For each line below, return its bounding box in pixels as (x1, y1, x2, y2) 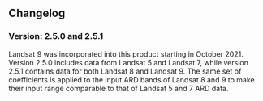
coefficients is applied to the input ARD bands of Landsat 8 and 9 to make (8, 74, 255, 84)
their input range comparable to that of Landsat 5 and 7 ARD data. (8, 83, 229, 93)
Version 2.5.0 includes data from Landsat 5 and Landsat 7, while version (8, 57, 249, 67)
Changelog (8, 6, 66, 20)
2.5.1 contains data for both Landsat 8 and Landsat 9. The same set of (8, 66, 242, 76)
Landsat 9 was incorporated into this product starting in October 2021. (8, 48, 244, 59)
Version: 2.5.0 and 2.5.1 (8, 31, 104, 42)
